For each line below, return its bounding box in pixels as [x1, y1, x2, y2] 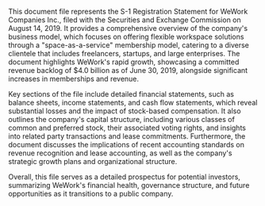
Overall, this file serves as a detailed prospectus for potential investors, [8, 172, 240, 181]
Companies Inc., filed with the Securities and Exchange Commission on [8, 15, 242, 25]
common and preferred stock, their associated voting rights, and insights [8, 123, 246, 132]
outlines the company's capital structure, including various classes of [8, 115, 236, 124]
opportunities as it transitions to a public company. [8, 189, 174, 198]
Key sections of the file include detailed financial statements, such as [8, 90, 234, 98]
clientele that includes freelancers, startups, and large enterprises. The [8, 49, 240, 58]
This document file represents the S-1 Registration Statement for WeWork [8, 7, 248, 16]
